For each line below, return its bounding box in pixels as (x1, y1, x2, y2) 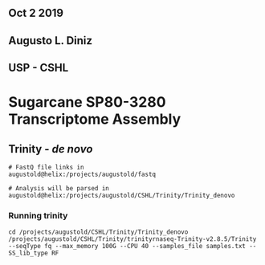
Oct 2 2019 (8, 6, 64, 20)
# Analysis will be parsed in (8, 185, 110, 193)
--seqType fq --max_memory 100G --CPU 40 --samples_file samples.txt (8, 243, 247, 251)
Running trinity (8, 210, 68, 222)
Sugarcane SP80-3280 (8, 93, 166, 112)
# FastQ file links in (8, 164, 84, 172)
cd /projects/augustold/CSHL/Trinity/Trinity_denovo (8, 228, 189, 236)
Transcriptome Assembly (8, 110, 181, 128)
